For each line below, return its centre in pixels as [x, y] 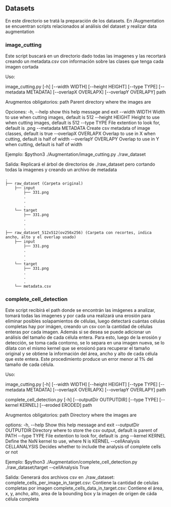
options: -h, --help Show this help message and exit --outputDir [72, 425]
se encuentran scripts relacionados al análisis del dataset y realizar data [81, 26]
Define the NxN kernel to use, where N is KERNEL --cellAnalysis [73, 441]
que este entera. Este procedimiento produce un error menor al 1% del [79, 359]
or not [11, 452]
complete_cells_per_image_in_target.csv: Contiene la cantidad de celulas [82, 483]
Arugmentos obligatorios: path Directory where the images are [71, 415]
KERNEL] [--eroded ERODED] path [56, 405]
